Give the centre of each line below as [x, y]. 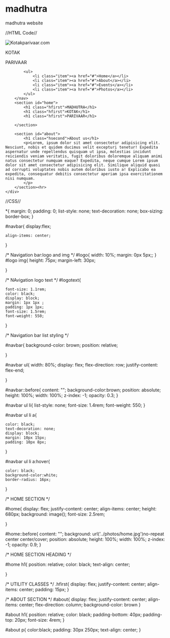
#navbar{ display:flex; [28, 226]
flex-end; [15, 370]
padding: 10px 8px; [26, 442]
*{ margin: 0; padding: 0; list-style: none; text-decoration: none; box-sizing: [84, 211]
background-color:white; [32, 475]
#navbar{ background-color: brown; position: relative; [62, 345]
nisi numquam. [20, 178]
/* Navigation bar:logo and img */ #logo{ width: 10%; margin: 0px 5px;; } [81, 255]
